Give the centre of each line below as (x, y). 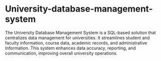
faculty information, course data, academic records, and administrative (76, 43)
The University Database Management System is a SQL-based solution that (80, 32)
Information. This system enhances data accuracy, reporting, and (71, 48)
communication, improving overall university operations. (61, 53)
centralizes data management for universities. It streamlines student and (77, 38)
